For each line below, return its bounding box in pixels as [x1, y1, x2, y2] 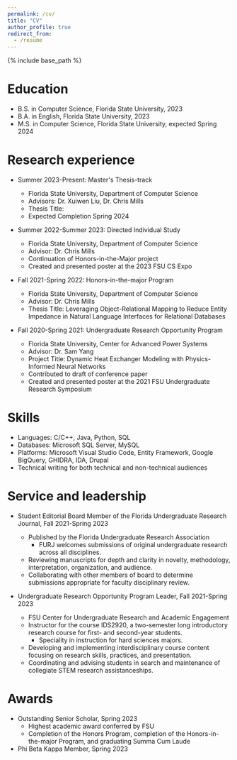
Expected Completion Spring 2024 [28, 212, 129, 220]
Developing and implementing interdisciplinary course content [28, 643, 210, 651]
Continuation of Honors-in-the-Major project [28, 255, 158, 263]
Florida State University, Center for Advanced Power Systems [28, 340, 208, 348]
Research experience [7, 152, 135, 168]
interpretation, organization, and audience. [28, 563, 153, 571]
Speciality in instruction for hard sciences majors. [38, 636, 183, 644]
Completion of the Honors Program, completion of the [28, 729, 185, 738]
